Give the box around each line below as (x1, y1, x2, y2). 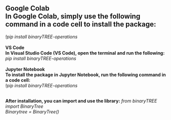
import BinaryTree (5, 103, 44, 109)
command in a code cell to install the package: (5, 20, 156, 29)
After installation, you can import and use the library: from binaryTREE (5, 98, 157, 104)
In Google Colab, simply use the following (5, 12, 141, 21)
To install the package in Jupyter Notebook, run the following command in (5, 71, 166, 78)
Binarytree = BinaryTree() (5, 108, 59, 114)
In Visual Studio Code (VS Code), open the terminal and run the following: (5, 50, 165, 56)
